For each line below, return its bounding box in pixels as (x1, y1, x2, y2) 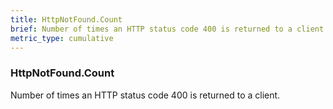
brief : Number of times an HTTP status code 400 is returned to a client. (10, 24, 329, 34)
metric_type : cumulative (10, 33, 114, 43)
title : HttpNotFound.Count (10, 14, 123, 25)
